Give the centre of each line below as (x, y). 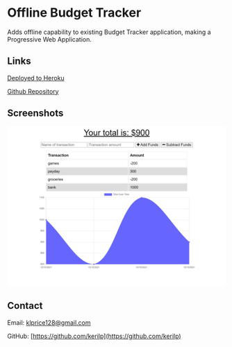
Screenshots (35, 113)
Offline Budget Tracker (74, 13)
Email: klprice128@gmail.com (49, 322)
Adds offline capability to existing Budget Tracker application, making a (109, 32)
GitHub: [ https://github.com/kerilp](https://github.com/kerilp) (94, 336)
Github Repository (33, 91)
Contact (25, 306)
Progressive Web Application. (50, 39)
